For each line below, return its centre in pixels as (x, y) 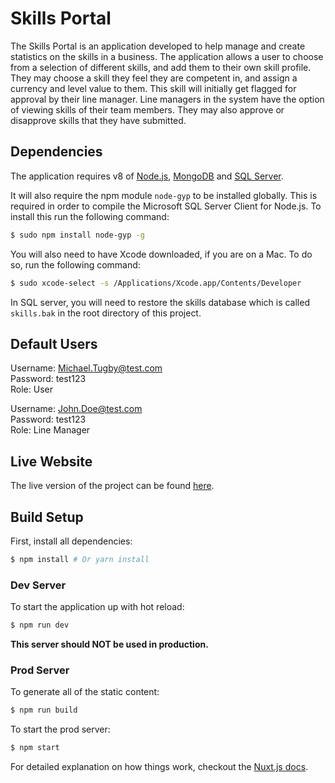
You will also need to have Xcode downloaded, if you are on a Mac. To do (161, 254)
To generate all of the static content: (85, 692)
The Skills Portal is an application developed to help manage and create (158, 46)
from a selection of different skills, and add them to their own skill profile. (161, 67)
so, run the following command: (75, 264)
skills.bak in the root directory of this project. (106, 313)
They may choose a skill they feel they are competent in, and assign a (154, 78)
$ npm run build (44, 710)
